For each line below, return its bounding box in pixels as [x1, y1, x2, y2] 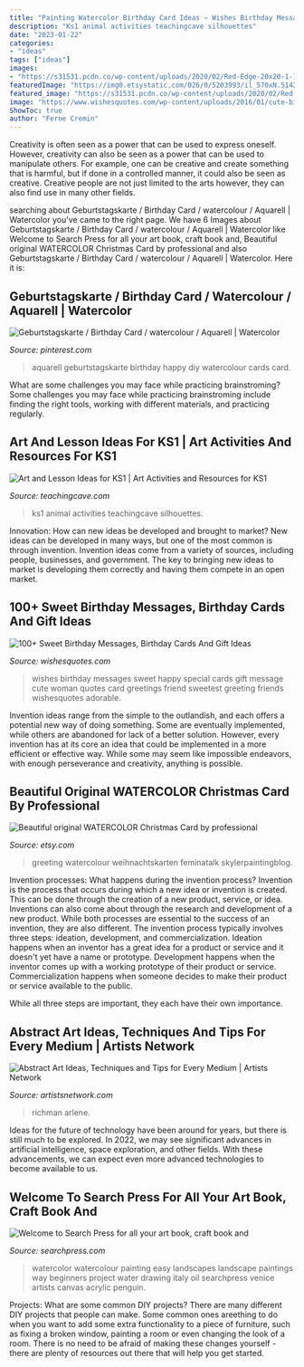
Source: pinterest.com [9, 344, 92, 355]
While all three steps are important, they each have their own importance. [9, 998, 283, 1009]
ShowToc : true [9, 106, 63, 115]
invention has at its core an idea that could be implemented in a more [9, 739, 267, 750]
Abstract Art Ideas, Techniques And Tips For [9, 1024, 266, 1039]
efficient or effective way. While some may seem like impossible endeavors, [9, 748, 292, 759]
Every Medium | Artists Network [9, 1038, 195, 1054]
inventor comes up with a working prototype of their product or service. [9, 961, 277, 972]
